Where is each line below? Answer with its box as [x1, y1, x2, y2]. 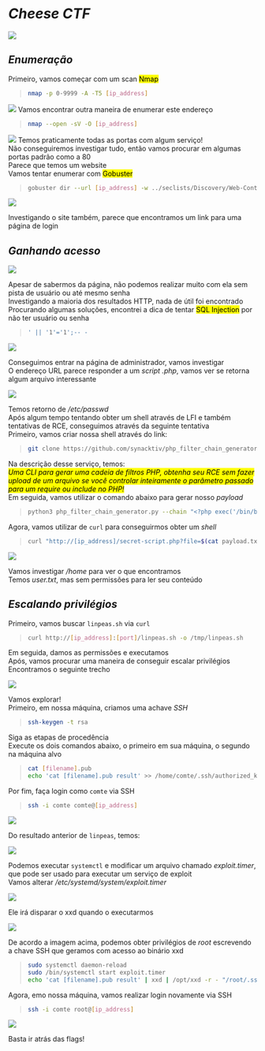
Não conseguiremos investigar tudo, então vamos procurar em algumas [8, 143, 241, 153]
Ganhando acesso [8, 244, 101, 257]
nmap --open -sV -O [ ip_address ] [27, 120, 138, 128]
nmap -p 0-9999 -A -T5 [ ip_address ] [27, 89, 148, 97]
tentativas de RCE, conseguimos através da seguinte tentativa [8, 421, 210, 430]
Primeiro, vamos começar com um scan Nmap [8, 74, 159, 84]
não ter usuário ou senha [8, 313, 89, 323]
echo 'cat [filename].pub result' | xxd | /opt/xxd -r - [27, 975, 219, 984]
